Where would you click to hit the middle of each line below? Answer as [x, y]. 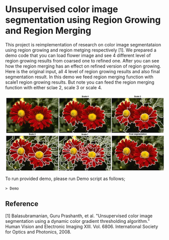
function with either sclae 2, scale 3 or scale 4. [54, 87]
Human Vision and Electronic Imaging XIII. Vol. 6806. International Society [82, 227]
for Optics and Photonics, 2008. [38, 232]
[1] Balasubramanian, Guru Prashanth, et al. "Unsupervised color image [79, 216]
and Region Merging [48, 31]
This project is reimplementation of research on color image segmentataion [83, 44]
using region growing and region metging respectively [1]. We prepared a [81, 50]
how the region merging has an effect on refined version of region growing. [83, 66]
